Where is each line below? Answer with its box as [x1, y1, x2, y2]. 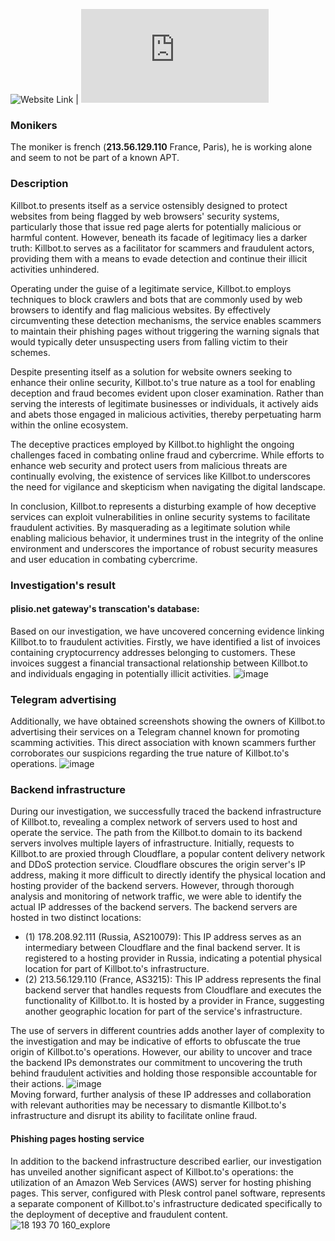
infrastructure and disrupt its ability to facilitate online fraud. [10, 1110, 258, 1122]
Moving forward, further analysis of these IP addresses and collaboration [10, 1089, 312, 1101]
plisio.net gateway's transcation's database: [10, 603, 200, 615]
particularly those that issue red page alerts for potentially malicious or [10, 220, 302, 233]
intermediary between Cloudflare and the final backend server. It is [24, 942, 301, 954]
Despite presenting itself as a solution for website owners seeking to [10, 365, 293, 378]
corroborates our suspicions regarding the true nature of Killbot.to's [10, 747, 290, 759]
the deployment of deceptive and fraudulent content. [10, 1208, 229, 1220]
